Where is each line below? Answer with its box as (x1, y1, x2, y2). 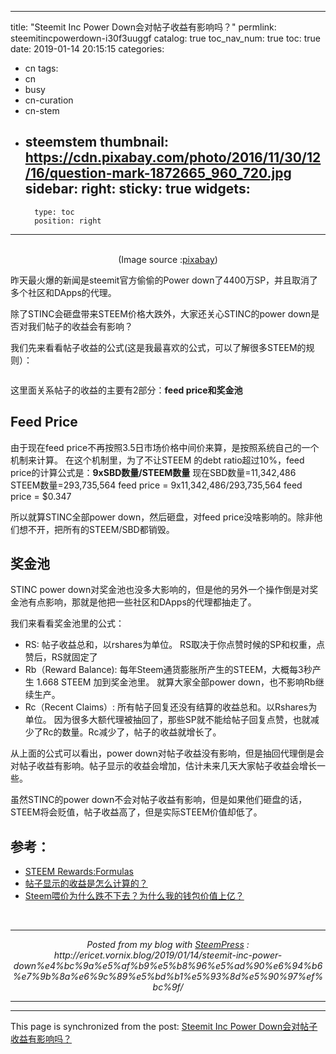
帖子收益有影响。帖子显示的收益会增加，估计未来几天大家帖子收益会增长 (18, 760, 317, 772)
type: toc (34, 207, 75, 217)
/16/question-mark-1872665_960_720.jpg (24, 165, 292, 182)
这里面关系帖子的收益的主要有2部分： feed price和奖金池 (10, 384, 243, 396)
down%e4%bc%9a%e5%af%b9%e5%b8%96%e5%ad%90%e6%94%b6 (13, 960, 323, 972)
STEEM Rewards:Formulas (24, 866, 135, 878)
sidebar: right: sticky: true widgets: (24, 181, 251, 198)
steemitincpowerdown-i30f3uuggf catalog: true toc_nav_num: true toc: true (10, 32, 322, 44)
